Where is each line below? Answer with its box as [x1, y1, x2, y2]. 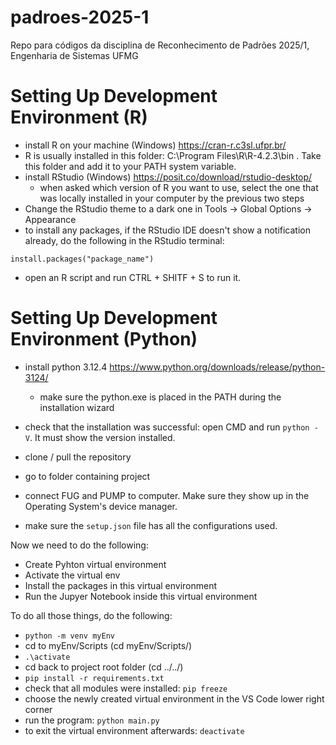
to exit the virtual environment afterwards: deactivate [24, 724, 245, 736]
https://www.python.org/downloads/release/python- [109, 361, 326, 373]
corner [24, 703, 53, 715]
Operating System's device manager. [24, 500, 178, 512]
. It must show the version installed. [29, 431, 176, 443]
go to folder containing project [24, 470, 151, 482]
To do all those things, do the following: [10, 609, 173, 621]
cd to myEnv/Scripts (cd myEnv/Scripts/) [24, 639, 193, 651]
